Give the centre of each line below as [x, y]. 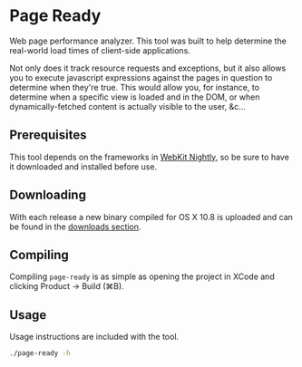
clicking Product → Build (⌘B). [67, 286]
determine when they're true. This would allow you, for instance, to [135, 87]
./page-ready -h [40, 353]
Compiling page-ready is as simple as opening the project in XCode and [142, 276]
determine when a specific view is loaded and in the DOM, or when [135, 97]
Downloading [48, 195]
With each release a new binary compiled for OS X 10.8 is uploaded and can [151, 217]
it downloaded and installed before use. [83, 166]
